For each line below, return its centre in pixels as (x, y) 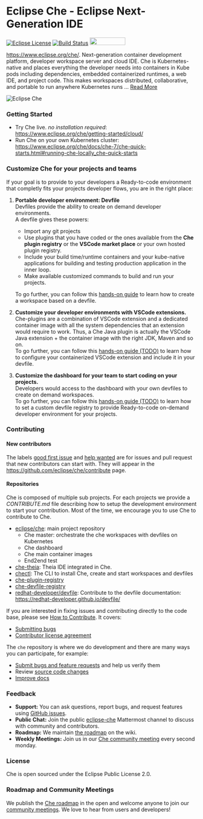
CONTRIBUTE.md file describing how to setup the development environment (101, 503)
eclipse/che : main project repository (60, 528)
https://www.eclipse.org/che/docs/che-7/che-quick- (80, 147)
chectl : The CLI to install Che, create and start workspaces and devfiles (104, 573)
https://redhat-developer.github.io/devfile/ (68, 599)
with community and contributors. (57, 726)
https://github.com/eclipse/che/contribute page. (66, 470)
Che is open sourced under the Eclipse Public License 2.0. (79, 774)
